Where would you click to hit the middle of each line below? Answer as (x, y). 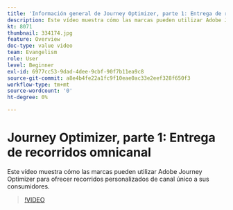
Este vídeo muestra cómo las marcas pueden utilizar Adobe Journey (105, 171)
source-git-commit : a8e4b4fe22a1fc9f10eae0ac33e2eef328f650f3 (99, 78)
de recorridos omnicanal (79, 152)
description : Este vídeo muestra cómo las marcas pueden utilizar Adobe (114, 20)
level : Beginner (31, 65)
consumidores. (28, 186)
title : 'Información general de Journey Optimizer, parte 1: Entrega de (114, 14)
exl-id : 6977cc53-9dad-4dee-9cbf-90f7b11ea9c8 (76, 71)
